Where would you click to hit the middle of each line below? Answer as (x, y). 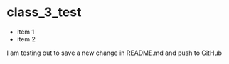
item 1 (26, 32)
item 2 (26, 39)
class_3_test (44, 12)
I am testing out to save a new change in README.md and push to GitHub (114, 53)
